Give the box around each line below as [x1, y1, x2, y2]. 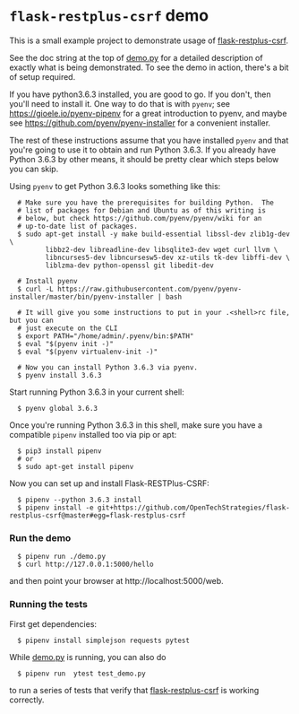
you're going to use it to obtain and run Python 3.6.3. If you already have [9, 144, 276, 155]
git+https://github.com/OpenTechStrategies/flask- [97, 503, 291, 512]
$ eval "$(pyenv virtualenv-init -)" [17, 347, 158, 356]
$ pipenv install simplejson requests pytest [17, 636, 191, 645]
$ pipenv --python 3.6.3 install [17, 495, 142, 504]
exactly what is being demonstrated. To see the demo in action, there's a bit [9, 62, 289, 73]
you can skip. [9, 163, 59, 174]
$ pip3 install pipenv [17, 446, 102, 456]
